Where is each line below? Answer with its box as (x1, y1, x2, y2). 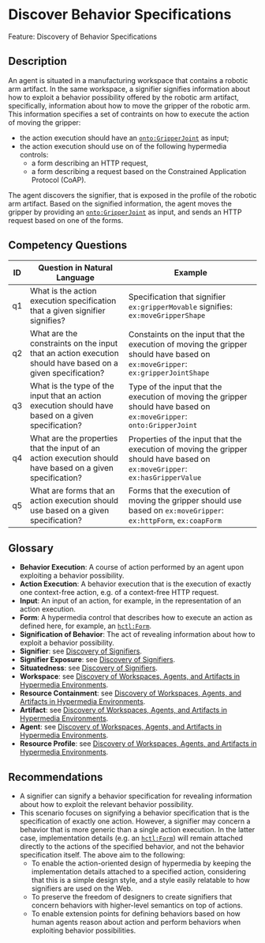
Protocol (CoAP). (31, 175, 87, 184)
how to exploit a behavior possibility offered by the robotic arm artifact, (8, 93, 239, 102)
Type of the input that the (129, 381, 222, 392)
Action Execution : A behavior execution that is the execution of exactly (19, 579, 252, 589)
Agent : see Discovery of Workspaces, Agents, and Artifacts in (19, 722, 222, 732)
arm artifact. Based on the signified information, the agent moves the (8, 199, 233, 208)
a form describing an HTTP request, (31, 158, 148, 168)
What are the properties (30, 433, 118, 444)
